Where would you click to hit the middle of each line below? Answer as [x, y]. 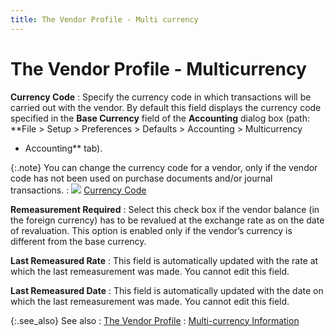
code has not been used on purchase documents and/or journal [141, 178]
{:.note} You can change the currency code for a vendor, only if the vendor [164, 167]
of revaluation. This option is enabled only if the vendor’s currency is [151, 230]
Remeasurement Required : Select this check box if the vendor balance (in [165, 209]
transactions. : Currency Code [78, 190]
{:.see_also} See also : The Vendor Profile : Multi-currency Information [155, 320]
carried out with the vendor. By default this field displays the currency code [166, 107]
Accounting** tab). [63, 148]
